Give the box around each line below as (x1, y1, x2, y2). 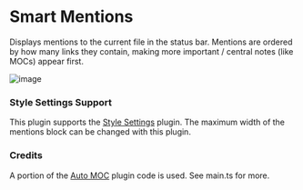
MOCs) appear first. (9, 55, 85, 66)
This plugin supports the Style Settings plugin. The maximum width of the (9, 116, 285, 128)
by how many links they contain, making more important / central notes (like (9, 45, 294, 56)
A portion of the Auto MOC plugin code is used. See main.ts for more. (9, 170, 270, 181)
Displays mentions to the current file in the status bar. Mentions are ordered (9, 36, 293, 47)
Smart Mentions (9, 6, 134, 27)
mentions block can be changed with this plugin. (9, 126, 191, 137)
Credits (9, 149, 43, 162)
